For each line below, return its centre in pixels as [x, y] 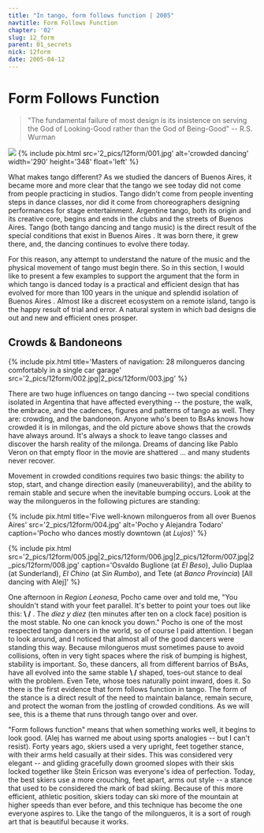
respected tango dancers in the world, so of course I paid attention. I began [131, 630]
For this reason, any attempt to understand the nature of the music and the [129, 259]
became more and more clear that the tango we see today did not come [125, 185]
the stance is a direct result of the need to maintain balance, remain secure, [131, 697]
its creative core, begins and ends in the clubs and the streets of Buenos [126, 218]
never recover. [32, 460]
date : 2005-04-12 [37, 60]
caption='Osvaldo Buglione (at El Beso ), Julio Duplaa [167, 565]
